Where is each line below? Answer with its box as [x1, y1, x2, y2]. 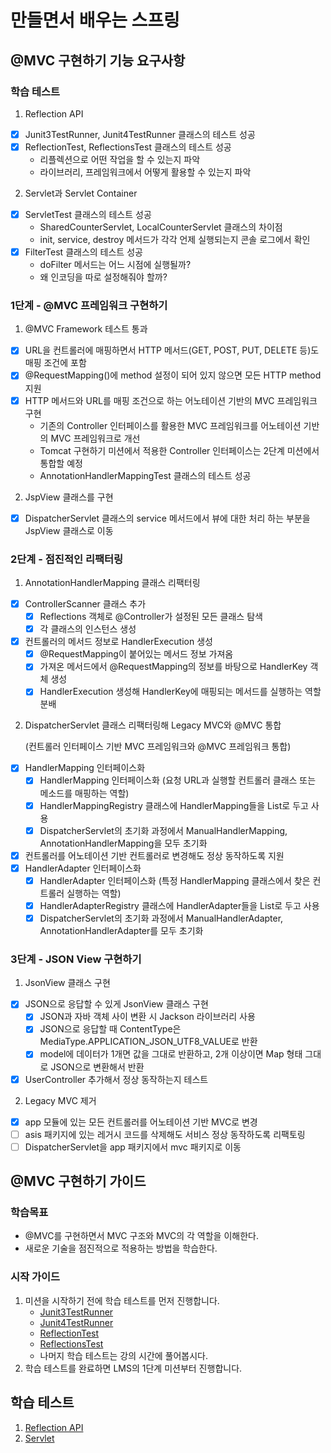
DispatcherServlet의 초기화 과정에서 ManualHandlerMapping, [39, 824, 288, 836]
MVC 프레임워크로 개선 [50, 432, 141, 444]
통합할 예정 [39, 457, 83, 469]
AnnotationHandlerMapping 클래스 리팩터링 [24, 576, 201, 588]
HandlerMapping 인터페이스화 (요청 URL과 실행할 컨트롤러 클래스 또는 [39, 774, 317, 786]
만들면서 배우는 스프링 [10, 9, 180, 32]
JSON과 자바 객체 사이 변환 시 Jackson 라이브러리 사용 [39, 1011, 256, 1023]
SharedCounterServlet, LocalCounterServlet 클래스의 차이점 [39, 221, 283, 233]
